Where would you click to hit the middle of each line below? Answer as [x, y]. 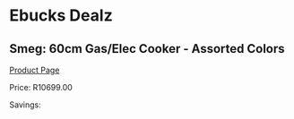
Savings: [26, 105]
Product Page [35, 70]
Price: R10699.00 [41, 87]
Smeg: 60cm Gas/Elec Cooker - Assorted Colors [147, 49]
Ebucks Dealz [61, 16]
